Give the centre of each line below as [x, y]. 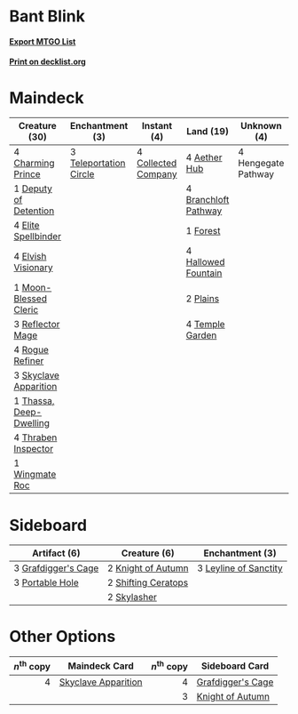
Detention [34, 211]
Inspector [34, 449]
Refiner [29, 361]
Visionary [33, 268]
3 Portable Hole [46, 582]
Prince [27, 174]
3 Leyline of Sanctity [240, 568]
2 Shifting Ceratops [148, 582]
